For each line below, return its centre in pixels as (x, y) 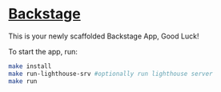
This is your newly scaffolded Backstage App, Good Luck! (104, 36)
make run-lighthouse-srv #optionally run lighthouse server (111, 74)
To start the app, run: (43, 51)
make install (30, 66)
